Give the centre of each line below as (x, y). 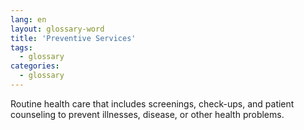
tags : (21, 47)
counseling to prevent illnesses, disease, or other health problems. (147, 114)
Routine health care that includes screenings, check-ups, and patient (152, 103)
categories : (35, 66)
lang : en (28, 19)
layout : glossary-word (57, 29)
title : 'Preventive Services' (73, 38)
